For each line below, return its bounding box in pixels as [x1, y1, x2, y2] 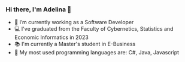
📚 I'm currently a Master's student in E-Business [14, 41, 136, 48]
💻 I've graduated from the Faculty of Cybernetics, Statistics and [14, 25, 174, 32]
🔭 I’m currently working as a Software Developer [14, 19, 134, 26]
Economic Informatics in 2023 [14, 34, 89, 41]
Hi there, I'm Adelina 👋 [5, 5, 72, 14]
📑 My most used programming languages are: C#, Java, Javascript [14, 49, 180, 56]
